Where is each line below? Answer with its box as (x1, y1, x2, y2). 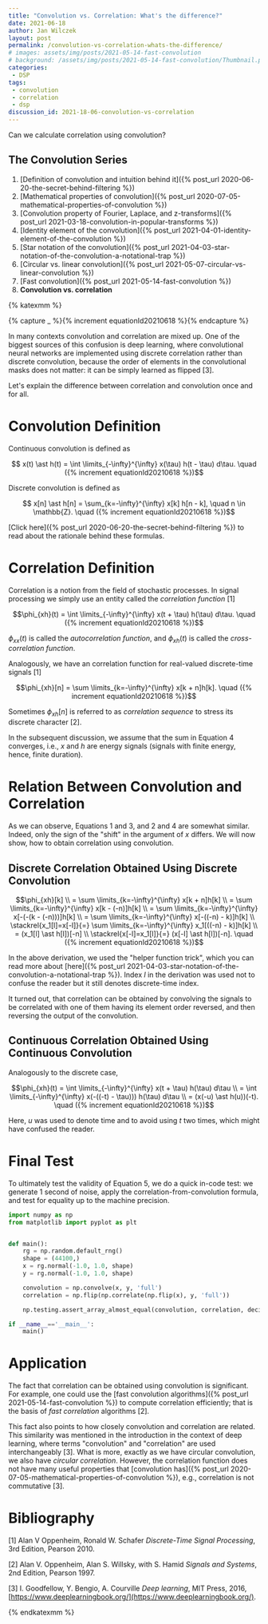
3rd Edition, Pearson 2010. (8, 1544, 96, 1554)
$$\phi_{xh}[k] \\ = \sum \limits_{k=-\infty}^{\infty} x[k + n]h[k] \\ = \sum (15, 895, 253, 905)
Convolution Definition (8, 417, 161, 435)
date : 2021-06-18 (8, 19, 66, 27)
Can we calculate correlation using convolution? (8, 130, 166, 140)
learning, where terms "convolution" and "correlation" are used (8, 1439, 216, 1448)
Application (8, 1355, 87, 1372)
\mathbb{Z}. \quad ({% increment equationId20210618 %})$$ (33, 506, 235, 516)
